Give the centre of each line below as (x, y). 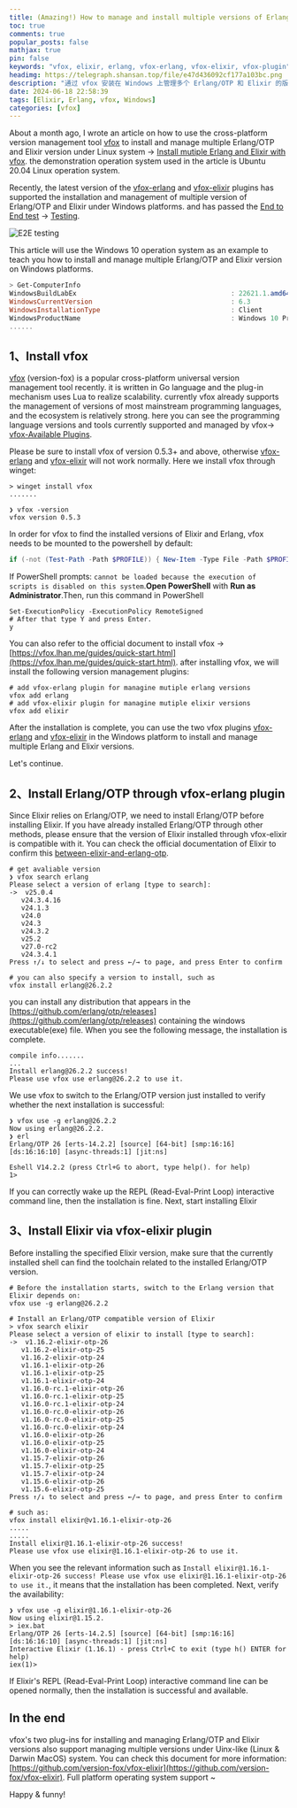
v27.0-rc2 (39, 947)
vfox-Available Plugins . (51, 435)
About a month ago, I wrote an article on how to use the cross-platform (138, 133)
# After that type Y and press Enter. (80, 619)
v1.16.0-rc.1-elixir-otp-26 (72, 1389)
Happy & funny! (38, 1794)
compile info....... (47, 1056)
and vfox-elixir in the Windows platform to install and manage (146, 737)
